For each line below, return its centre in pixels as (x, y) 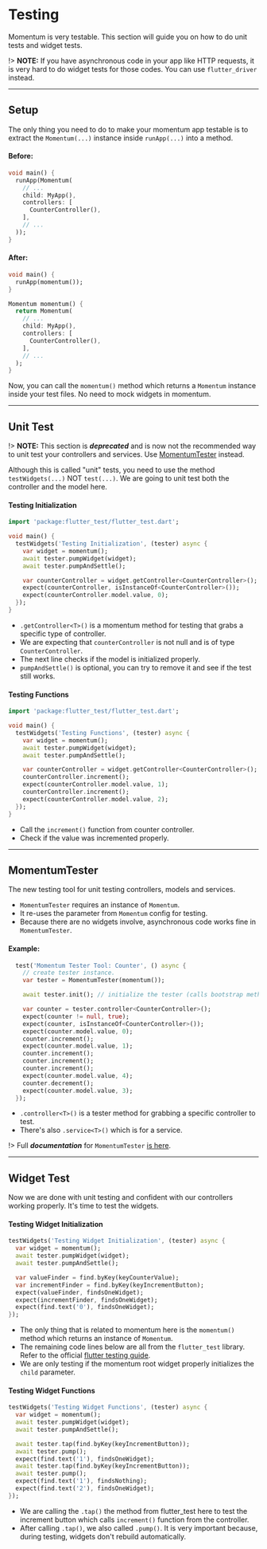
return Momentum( (44, 311)
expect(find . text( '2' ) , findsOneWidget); (85, 1488)
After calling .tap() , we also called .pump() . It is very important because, (139, 1527)
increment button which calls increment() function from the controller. (134, 1520)
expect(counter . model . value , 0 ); (78, 1031)
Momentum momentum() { (46, 304)
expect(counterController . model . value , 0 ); (96, 596)
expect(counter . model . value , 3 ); (78, 1091)
